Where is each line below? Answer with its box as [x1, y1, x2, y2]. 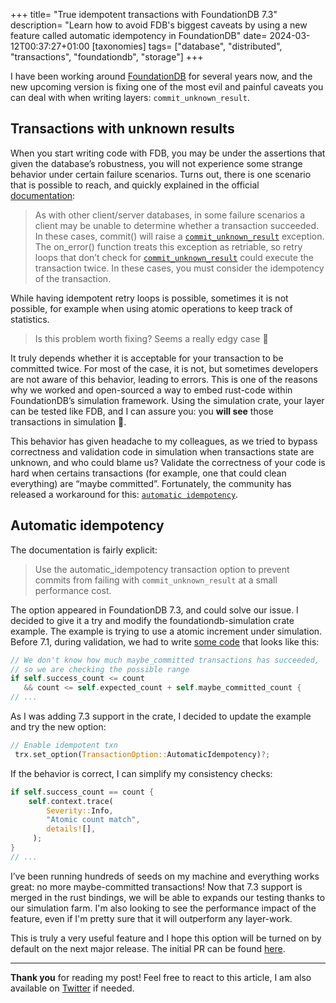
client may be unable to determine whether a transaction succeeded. [34, 219, 320, 231]
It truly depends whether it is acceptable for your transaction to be [10, 352, 284, 364]
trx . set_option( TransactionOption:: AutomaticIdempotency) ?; [14, 749, 271, 759]
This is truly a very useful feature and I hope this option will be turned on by [10, 932, 322, 944]
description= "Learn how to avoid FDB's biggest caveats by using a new [10, 19, 308, 31]
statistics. [10, 313, 50, 325]
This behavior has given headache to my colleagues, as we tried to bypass [10, 435, 318, 447]
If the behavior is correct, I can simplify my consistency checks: [10, 767, 273, 779]
